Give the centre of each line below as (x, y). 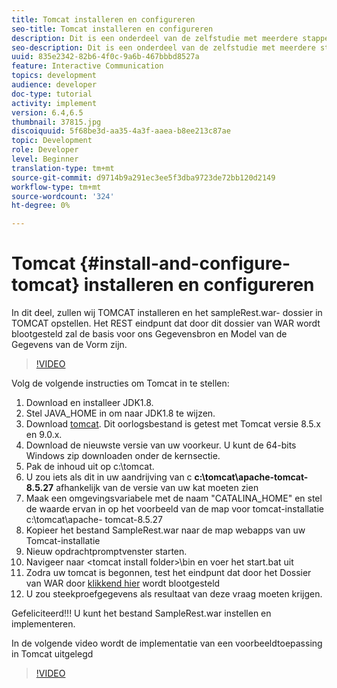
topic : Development (52, 141)
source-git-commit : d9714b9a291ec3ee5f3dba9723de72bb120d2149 (143, 177)
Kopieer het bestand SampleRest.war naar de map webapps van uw (165, 530)
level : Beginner (45, 159)
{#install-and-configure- (185, 263)
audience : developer (54, 85)
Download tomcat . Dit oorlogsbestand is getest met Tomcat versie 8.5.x (173, 424)
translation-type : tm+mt (63, 168)
